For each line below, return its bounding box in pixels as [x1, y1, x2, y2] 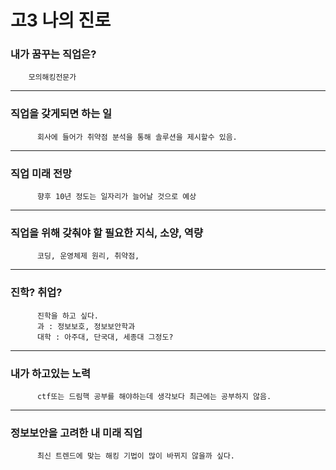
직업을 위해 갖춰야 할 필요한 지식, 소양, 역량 [10, 226, 203, 240]
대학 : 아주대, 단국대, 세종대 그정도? [36, 332, 174, 342]
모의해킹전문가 [28, 72, 77, 83]
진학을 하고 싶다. [36, 311, 100, 321]
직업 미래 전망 [10, 166, 73, 180]
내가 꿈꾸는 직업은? [10, 47, 97, 61]
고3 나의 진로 [10, 9, 112, 32]
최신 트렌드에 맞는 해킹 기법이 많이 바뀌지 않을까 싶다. [36, 451, 235, 461]
